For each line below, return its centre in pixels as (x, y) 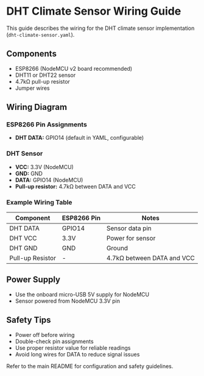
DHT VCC (23, 238)
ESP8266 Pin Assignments (47, 125)
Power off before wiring (45, 334)
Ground (117, 248)
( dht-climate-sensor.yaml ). (40, 34)
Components (31, 54)
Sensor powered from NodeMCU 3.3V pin (68, 301)
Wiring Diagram (37, 107)
